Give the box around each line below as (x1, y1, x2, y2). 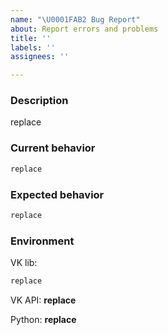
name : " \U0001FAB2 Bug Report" (10, 14, 141, 25)
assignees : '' (10, 52, 70, 62)
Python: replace (10, 313, 77, 325)
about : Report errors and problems (10, 24, 159, 34)
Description (10, 94, 69, 108)
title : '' (10, 33, 52, 43)
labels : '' (10, 42, 56, 53)
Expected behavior (10, 187, 105, 201)
